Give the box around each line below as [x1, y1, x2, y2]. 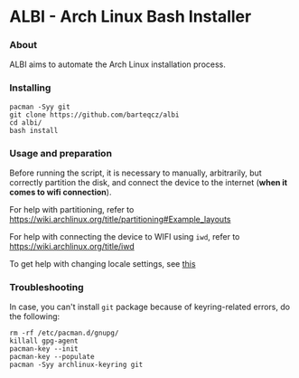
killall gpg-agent [9, 336, 79, 345]
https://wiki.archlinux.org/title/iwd [9, 241, 135, 252]
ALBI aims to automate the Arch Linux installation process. [9, 59, 226, 70]
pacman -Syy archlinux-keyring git [9, 360, 144, 370]
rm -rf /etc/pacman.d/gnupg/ [9, 328, 119, 338]
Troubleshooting [9, 281, 84, 293]
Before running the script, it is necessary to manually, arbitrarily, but [9, 167, 262, 178]
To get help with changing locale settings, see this [9, 259, 196, 269]
